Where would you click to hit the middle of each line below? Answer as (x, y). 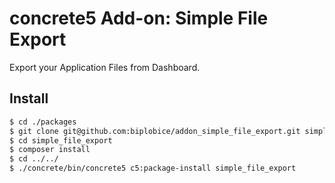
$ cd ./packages (43, 122)
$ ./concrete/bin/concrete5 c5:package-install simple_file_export (153, 168)
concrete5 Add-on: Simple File (139, 18)
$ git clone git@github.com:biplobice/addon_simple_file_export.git (155, 131)
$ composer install (50, 150)
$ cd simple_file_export (61, 140)
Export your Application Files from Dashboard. (105, 67)
